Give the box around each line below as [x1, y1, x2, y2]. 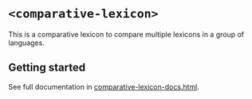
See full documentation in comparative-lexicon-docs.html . [8, 82, 199, 91]
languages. [8, 38, 45, 48]
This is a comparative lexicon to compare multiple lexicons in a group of [8, 29, 245, 39]
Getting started [8, 61, 86, 74]
